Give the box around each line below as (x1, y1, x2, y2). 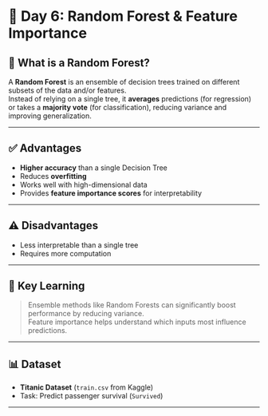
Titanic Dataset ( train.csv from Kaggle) (19, 382, 154, 392)
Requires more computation (19, 248, 112, 258)
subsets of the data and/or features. (8, 85, 127, 95)
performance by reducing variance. (27, 309, 145, 319)
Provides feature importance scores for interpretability (19, 188, 202, 198)
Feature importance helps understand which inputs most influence (27, 317, 246, 327)
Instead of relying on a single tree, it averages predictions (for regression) (8, 94, 252, 103)
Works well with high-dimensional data (19, 180, 148, 189)
